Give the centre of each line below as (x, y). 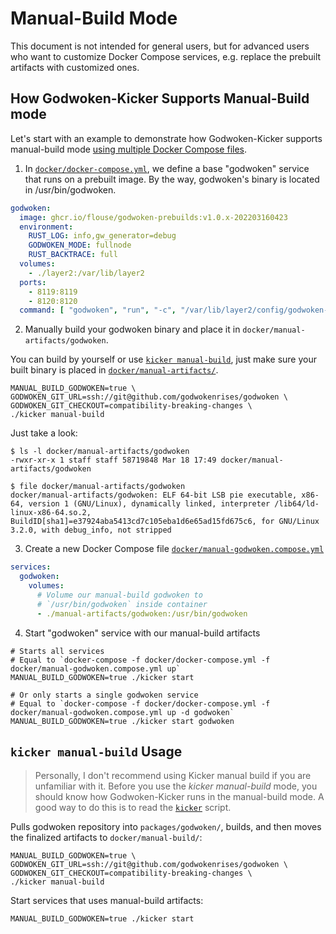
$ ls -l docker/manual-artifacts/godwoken (100, 452)
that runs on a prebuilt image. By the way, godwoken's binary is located (172, 179)
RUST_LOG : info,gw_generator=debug (102, 236)
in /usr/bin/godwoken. (70, 189)
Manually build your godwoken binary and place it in (132, 329)
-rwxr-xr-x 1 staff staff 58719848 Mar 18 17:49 (113, 460)
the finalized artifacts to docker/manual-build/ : (106, 838)
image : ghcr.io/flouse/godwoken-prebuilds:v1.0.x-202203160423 (153, 217)
